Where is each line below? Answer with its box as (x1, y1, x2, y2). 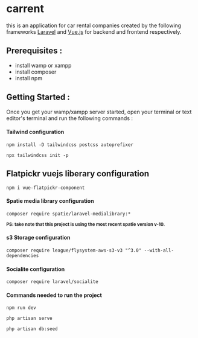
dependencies (6, 252, 39, 258)
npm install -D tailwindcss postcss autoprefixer (6, 141, 134, 148)
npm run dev (6, 305, 36, 311)
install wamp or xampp (14, 62, 72, 69)
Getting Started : (6, 92, 71, 103)
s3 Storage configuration (6, 234, 71, 241)
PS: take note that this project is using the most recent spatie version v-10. (6, 221, 165, 228)
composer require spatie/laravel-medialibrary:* (6, 211, 131, 217)
